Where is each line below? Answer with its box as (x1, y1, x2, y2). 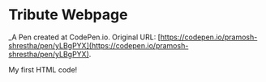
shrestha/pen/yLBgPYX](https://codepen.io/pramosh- (8, 40, 189, 50)
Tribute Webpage (8, 6, 128, 24)
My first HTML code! (8, 64, 78, 74)
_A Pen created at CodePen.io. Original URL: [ (8, 32, 161, 42)
